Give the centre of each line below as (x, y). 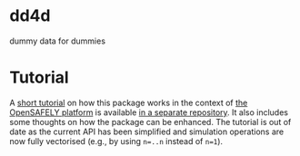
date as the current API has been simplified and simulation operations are (147, 132)
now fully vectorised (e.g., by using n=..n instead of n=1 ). (116, 141)
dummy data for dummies (58, 41)
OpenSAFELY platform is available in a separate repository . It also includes (149, 112)
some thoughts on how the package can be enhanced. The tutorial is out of (150, 122)
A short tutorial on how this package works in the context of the (129, 102)
